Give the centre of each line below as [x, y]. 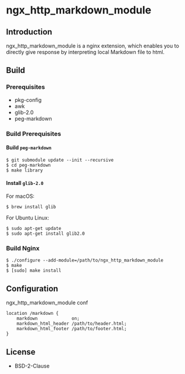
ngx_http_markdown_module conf [47, 303]
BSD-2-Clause [32, 366]
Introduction [29, 32]
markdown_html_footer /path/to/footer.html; [72, 329]
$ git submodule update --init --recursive [60, 160]
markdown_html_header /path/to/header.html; [72, 324]
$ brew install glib [31, 207]
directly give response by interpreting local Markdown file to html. [85, 52]
